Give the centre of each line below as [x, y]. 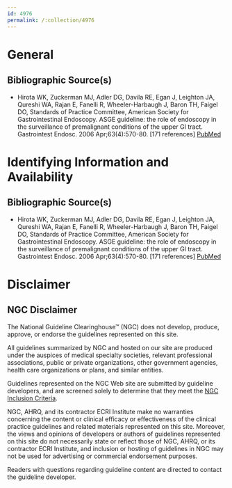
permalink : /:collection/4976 [51, 20]
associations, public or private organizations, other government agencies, [113, 362]
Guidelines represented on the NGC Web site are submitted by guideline [110, 383]
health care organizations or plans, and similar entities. [85, 370]
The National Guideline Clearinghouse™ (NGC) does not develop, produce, [114, 326]
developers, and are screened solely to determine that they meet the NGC [113, 391]
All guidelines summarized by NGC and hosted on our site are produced [110, 347]
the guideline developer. [42, 477]
